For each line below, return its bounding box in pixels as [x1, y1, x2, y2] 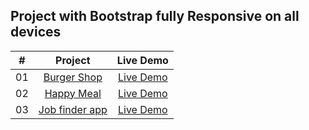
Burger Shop [43, 70, 103, 84]
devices [10, 24, 62, 41]
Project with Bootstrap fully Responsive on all [10, 8, 300, 25]
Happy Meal [44, 86, 102, 100]
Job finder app [38, 102, 108, 116]
